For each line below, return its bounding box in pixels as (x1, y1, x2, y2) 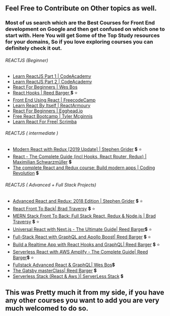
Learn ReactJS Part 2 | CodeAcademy (12, 78, 92, 84)
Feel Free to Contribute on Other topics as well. (5, 4, 157, 13)
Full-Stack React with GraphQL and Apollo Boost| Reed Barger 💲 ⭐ (12, 234, 151, 240)
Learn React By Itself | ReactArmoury (12, 102, 91, 108)
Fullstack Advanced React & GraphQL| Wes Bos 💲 (12, 262, 115, 268)
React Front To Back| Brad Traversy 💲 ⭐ (12, 205, 95, 211)
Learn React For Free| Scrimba (12, 118, 77, 124)
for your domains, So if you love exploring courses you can (5, 38, 153, 45)
